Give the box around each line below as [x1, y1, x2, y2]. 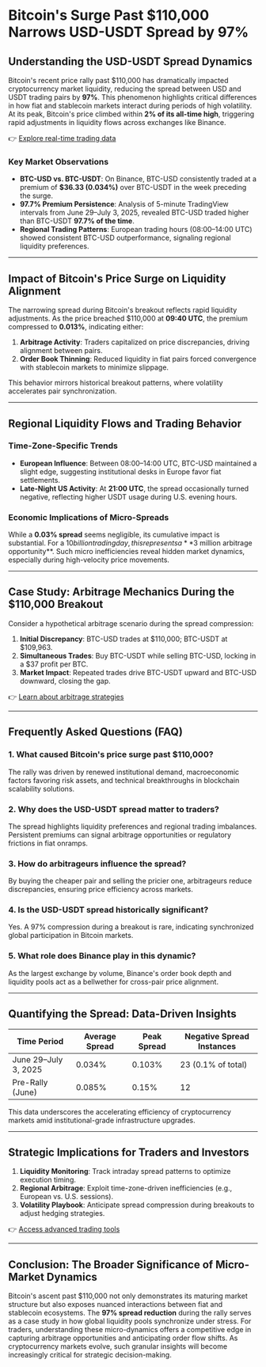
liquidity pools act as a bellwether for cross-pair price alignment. [8, 977, 219, 986]
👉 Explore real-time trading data [8, 134, 116, 142]
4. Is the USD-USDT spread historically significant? [8, 905, 209, 916]
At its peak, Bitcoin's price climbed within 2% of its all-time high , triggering [8, 109, 255, 119]
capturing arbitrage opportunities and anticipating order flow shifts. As [8, 1333, 238, 1343]
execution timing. [19, 1175, 77, 1185]
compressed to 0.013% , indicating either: [8, 322, 144, 332]
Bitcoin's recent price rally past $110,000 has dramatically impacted [8, 76, 229, 85]
